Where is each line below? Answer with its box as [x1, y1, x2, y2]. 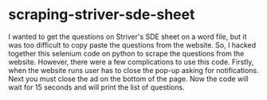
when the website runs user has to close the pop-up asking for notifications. [8, 65, 259, 75]
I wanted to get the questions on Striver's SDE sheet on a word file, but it [8, 32, 247, 41]
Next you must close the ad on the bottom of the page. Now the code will [8, 74, 249, 83]
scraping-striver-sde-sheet [8, 6, 195, 24]
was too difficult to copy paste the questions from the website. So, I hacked [8, 40, 257, 49]
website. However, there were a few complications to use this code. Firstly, [8, 57, 254, 67]
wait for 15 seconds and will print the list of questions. [8, 82, 185, 92]
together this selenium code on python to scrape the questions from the [8, 48, 245, 58]
